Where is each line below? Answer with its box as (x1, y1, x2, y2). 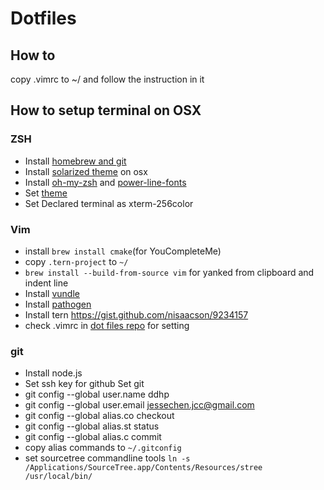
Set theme (24, 187, 68, 199)
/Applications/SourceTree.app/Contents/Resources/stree (24, 463, 263, 473)
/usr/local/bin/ (24, 472, 93, 482)
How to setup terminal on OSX (10, 102, 202, 119)
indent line (24, 277, 69, 289)
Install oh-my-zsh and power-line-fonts (24, 176, 187, 188)
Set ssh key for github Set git (24, 378, 145, 390)
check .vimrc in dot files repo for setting (24, 319, 190, 331)
